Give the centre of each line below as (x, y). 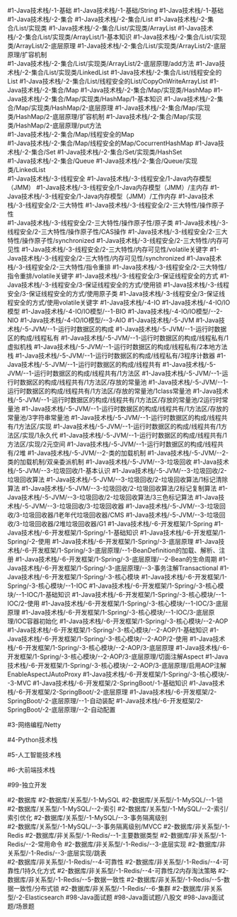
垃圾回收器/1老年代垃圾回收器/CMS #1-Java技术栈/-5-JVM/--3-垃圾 (121, 515)
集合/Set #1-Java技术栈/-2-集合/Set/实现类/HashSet (106, 152)
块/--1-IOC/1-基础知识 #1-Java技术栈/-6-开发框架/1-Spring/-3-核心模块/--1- (117, 594)
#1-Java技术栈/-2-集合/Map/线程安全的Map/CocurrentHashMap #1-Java (113, 143)
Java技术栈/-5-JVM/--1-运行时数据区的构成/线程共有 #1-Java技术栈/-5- (112, 364)
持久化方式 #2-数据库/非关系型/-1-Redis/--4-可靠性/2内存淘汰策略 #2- (127, 871)
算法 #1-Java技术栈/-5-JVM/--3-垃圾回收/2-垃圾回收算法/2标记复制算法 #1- (118, 488)
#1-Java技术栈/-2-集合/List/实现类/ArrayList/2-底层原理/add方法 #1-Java (113, 63)
